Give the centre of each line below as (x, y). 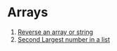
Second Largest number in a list (64, 39)
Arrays (27, 12)
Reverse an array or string (55, 32)
